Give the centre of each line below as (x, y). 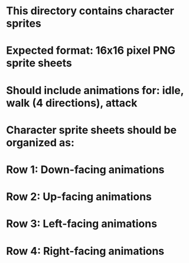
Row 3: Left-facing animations (82, 224)
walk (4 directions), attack (72, 103)
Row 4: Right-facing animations (85, 251)
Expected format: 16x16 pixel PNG (91, 51)
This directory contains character (90, 11)
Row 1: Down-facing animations (85, 169)
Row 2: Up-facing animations (79, 197)
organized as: (40, 142)
